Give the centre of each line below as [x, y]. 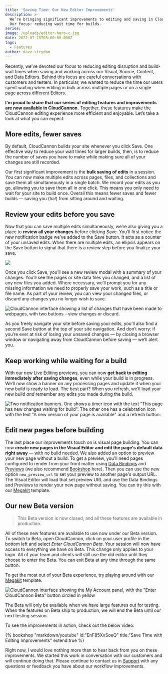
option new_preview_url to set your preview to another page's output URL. [81, 474]
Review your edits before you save [60, 214]
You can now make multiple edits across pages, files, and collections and [80, 177]
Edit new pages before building [54, 430]
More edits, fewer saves [43, 134]
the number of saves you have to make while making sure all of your [75, 157]
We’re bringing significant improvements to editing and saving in [81, 19]
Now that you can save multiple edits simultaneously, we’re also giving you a [84, 227]
